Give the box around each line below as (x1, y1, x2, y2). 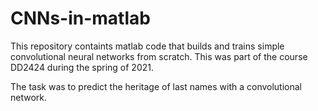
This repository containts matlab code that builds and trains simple (10, 40, 285, 52)
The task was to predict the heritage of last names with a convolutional (10, 80, 303, 92)
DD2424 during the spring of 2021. (10, 61, 154, 73)
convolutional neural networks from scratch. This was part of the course (10, 50, 308, 62)
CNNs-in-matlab (10, 7, 151, 30)
